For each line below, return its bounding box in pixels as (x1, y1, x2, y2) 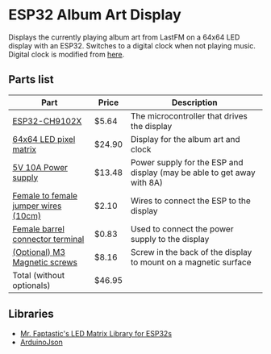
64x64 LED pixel (12, 133, 76, 144)
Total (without (12, 269, 65, 281)
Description (172, 97, 218, 108)
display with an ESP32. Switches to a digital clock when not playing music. (8, 40, 256, 50)
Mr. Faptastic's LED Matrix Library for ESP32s (19, 328, 172, 338)
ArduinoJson (19, 337, 63, 347)
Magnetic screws (12, 256, 78, 268)
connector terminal (12, 233, 85, 244)
